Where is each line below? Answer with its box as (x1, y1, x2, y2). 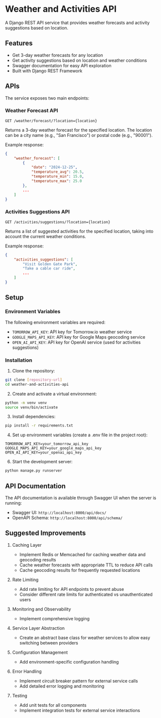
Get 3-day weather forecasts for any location (12, 52, 103, 58)
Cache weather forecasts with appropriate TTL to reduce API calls (19, 562, 153, 568)
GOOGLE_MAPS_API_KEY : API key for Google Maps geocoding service (12, 334, 146, 340)
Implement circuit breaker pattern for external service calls (19, 678, 138, 684)
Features (5, 39, 33, 48)
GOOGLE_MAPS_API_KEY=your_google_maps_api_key (5, 446, 102, 451)
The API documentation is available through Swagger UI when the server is (5, 495, 157, 501)
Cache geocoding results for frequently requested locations (19, 567, 140, 573)
